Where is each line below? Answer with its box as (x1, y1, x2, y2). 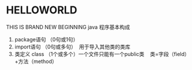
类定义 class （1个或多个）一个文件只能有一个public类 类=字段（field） (14, 50, 190, 57)
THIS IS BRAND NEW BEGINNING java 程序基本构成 (6, 23, 131, 30)
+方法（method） (14, 58, 57, 65)
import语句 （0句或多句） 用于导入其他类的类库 (14, 43, 131, 50)
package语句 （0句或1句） (14, 36, 79, 43)
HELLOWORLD (6, 3, 78, 17)
